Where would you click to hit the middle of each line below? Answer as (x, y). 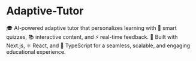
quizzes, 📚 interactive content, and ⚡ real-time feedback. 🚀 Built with (92, 36)
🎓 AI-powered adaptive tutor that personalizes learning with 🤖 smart (91, 28)
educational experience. (36, 51)
